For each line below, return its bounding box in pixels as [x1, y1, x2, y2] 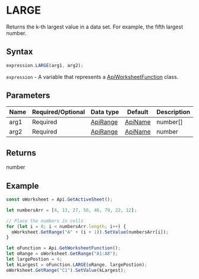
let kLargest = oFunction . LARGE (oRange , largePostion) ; [6, 262, 147, 268]
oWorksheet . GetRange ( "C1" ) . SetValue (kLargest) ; [6, 267, 127, 273]
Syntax [6, 47, 33, 57]
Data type [90, 108, 119, 116]
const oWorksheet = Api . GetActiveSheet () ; [6, 196, 113, 202]
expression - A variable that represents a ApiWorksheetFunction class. [6, 73, 179, 80]
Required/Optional [31, 108, 85, 116]
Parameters [6, 90, 50, 101]
